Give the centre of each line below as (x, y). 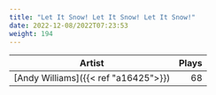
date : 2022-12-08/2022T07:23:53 (69, 26)
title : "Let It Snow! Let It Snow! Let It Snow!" (103, 17)
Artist (92, 63)
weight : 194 (31, 33)
